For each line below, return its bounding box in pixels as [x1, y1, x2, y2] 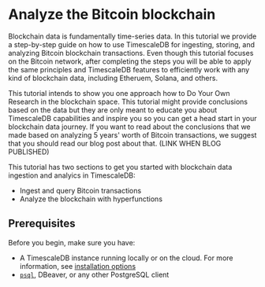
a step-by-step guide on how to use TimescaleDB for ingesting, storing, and [8, 39, 255, 49]
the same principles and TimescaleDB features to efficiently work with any [8, 64, 250, 74]
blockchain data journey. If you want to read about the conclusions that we [8, 122, 251, 131]
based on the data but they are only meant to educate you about [8, 105, 218, 115]
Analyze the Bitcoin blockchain [8, 6, 216, 24]
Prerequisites [8, 217, 76, 230]
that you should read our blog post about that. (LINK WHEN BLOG [8, 138, 222, 148]
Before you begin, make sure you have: [8, 237, 136, 247]
